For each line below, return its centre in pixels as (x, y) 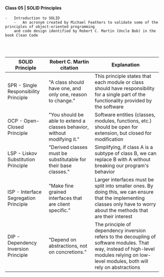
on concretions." (68, 252)
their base (60, 166)
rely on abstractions (117, 267)
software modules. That (122, 243)
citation (69, 68)
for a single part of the (120, 95)
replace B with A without (123, 159)
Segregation (21, 198)
